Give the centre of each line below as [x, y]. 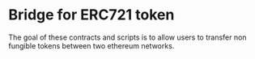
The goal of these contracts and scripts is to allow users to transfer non [127, 37]
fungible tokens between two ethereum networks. [91, 45]
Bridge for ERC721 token [91, 15]
